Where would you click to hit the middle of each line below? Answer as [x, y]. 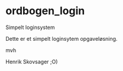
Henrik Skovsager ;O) [32, 62]
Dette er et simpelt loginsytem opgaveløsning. [61, 38]
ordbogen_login [45, 11]
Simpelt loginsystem [30, 27]
